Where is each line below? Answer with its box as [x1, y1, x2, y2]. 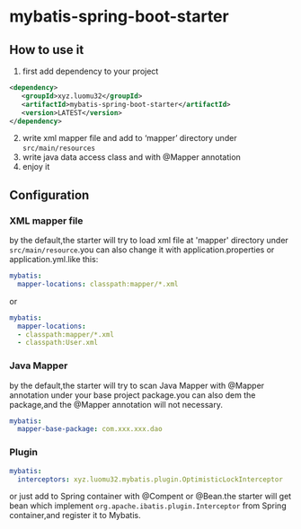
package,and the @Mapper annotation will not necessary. [9, 399, 223, 410]
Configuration [9, 187, 90, 203]
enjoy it [22, 162, 50, 172]
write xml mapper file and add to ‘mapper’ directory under [22, 133, 237, 144]
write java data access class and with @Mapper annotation [22, 152, 241, 163]
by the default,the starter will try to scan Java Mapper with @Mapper [9, 380, 265, 391]
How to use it [9, 42, 84, 57]
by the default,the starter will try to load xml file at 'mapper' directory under [9, 235, 289, 246]
